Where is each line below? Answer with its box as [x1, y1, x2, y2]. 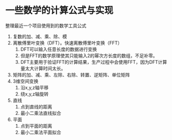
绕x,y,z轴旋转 [20, 90, 49, 97]
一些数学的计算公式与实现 [5, 5, 114, 16]
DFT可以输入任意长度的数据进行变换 [20, 46, 97, 52]
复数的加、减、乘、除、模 [12, 33, 67, 39]
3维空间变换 [12, 78, 39, 84]
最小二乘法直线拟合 [20, 110, 62, 116]
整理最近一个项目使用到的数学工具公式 [5, 22, 86, 29]
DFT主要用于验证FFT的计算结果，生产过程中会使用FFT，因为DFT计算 [20, 59, 167, 65]
